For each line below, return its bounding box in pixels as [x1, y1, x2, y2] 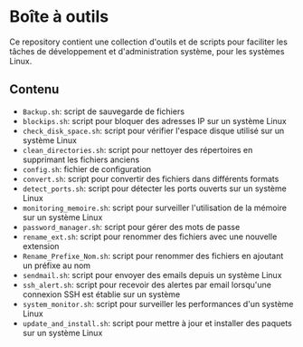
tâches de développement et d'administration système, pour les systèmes [9, 45, 285, 56]
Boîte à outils [9, 6, 109, 27]
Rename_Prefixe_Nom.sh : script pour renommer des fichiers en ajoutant [22, 250, 284, 261]
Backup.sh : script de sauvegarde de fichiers [22, 106, 185, 117]
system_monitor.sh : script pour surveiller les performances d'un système [22, 298, 294, 309]
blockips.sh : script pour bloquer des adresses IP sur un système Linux [22, 115, 287, 126]
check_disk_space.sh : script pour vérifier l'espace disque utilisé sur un [22, 125, 285, 136]
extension [22, 240, 60, 251]
